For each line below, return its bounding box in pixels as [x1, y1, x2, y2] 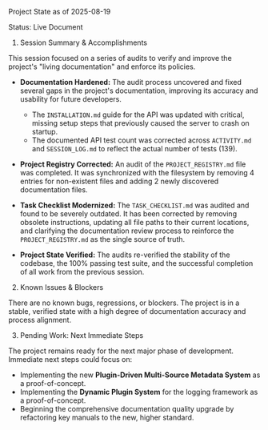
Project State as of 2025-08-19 [8, 7, 111, 16]
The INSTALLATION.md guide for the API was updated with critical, [31, 110, 245, 119]
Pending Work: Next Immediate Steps [19, 331, 144, 340]
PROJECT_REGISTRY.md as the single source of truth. [19, 235, 186, 243]
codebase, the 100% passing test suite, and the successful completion [19, 259, 254, 267]
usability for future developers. [19, 94, 122, 103]
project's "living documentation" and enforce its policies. [8, 62, 196, 71]
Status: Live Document [8, 22, 83, 31]
